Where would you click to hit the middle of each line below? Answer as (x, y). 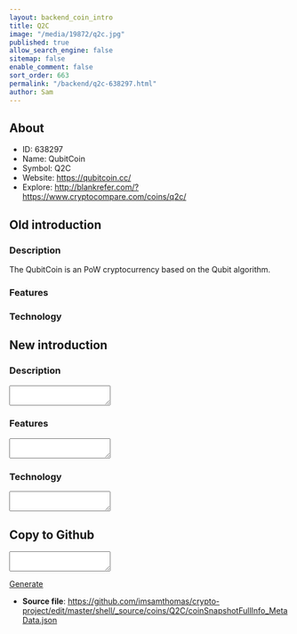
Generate (26, 583)
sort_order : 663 (39, 76)
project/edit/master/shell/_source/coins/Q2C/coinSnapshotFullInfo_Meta (155, 610)
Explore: (37, 187)
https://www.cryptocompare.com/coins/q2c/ (104, 197)
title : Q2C (29, 26)
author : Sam (31, 92)
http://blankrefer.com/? (97, 187)
